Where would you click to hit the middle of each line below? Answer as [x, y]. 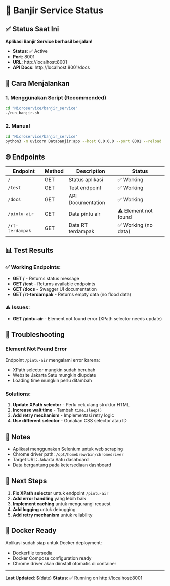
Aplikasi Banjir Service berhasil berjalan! [49, 41]
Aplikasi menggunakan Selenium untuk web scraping [68, 449]
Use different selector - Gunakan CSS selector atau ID [70, 421]
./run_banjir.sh [22, 113]
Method [54, 171]
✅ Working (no [135, 225]
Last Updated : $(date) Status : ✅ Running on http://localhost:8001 [74, 578]
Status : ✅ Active [30, 51]
